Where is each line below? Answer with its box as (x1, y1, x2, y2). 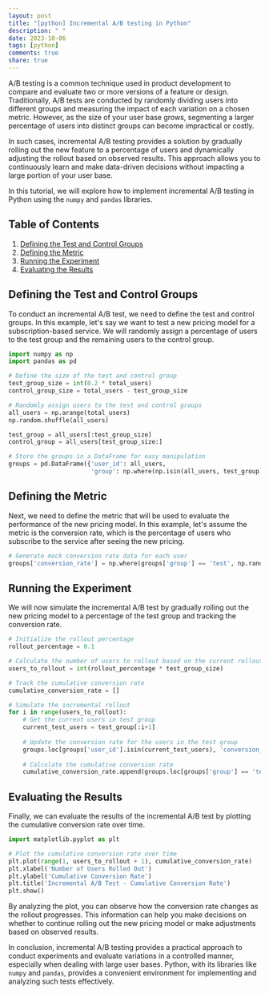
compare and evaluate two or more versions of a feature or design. (8, 87, 230, 96)
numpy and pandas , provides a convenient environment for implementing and (8, 968, 257, 978)
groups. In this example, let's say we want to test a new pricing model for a (8, 317, 255, 327)
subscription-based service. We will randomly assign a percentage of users (8, 326, 258, 336)
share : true (8, 57, 48, 65)
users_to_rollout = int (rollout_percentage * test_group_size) (8, 664, 224, 673)
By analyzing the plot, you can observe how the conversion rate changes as (8, 902, 259, 912)
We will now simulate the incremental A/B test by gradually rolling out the (8, 602, 250, 613)
